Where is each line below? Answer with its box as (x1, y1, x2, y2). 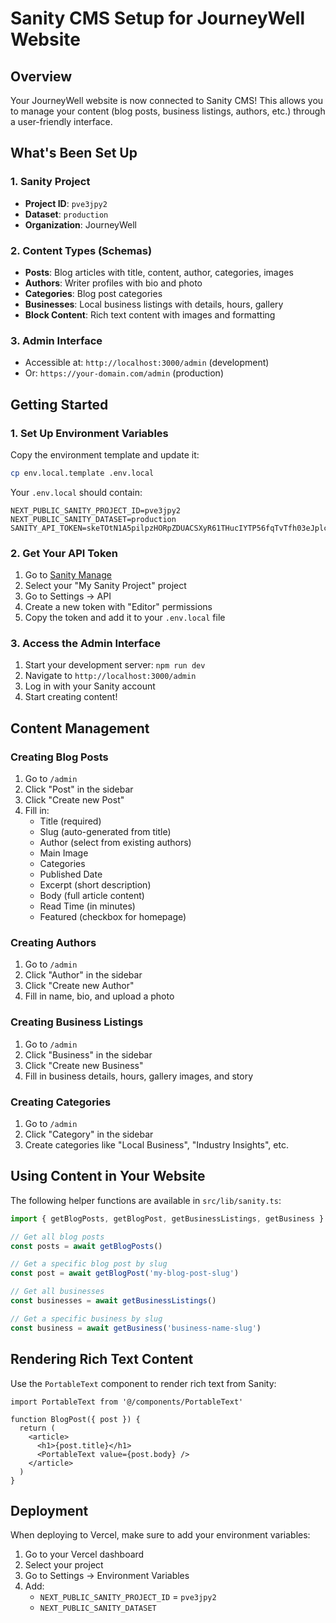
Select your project (24, 1559, 104, 1571)
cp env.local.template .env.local (10, 468, 155, 478)
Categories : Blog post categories (24, 287, 163, 299)
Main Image (39, 847, 89, 859)
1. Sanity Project (10, 175, 91, 189)
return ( (19, 1423, 56, 1433)
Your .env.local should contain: (10, 486, 143, 498)
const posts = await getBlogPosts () (10, 1241, 163, 1251)
